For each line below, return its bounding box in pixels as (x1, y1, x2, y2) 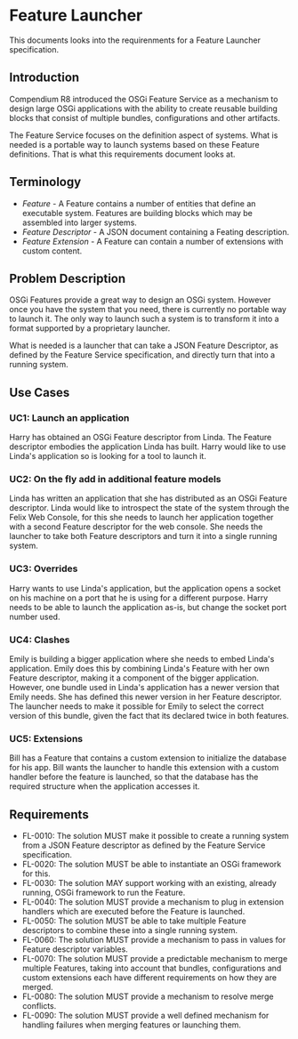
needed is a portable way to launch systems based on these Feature (9, 139, 260, 149)
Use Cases (9, 384, 70, 400)
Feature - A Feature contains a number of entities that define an (21, 197, 256, 209)
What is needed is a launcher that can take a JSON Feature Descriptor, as (9, 340, 278, 351)
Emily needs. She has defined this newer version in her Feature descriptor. (9, 691, 282, 702)
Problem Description (9, 270, 126, 286)
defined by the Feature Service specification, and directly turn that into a (9, 350, 276, 360)
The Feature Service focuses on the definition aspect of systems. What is (9, 130, 278, 141)
